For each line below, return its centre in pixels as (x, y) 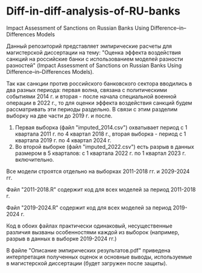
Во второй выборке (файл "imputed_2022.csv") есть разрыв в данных (105, 146)
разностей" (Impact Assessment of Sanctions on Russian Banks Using (94, 65)
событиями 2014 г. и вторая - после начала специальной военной (91, 96)
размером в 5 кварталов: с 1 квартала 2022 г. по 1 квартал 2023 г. (100, 153)
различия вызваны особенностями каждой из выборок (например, (93, 232)
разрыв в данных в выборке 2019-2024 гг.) (62, 238)
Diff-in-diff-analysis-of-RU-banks (93, 11)
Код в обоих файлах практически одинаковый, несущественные (90, 226)
